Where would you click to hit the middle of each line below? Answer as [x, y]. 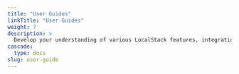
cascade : [20, 47]
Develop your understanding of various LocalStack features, [106, 40]
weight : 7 [22, 27]
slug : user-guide [33, 60]
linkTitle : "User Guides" [46, 20]
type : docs [30, 54]
